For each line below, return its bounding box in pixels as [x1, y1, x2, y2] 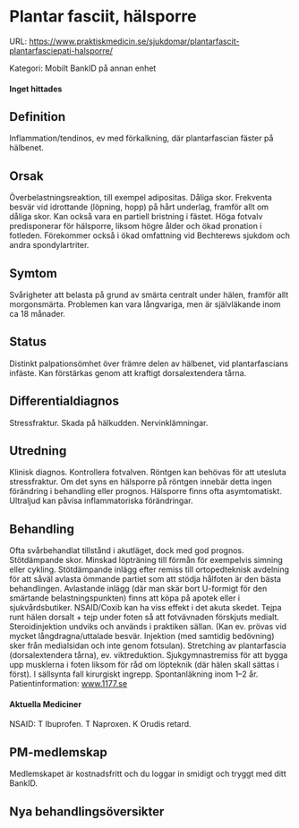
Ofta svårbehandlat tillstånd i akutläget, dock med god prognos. [9, 545, 244, 556]
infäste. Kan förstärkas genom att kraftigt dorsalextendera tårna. [9, 367, 247, 378]
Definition [9, 109, 65, 124]
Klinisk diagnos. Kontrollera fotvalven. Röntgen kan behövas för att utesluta [9, 467, 286, 478]
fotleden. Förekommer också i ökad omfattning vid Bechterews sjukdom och [9, 230, 291, 241]
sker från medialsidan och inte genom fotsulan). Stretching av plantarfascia [9, 640, 286, 651]
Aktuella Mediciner [9, 698, 82, 709]
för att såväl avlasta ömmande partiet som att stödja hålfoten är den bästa [9, 574, 282, 585]
